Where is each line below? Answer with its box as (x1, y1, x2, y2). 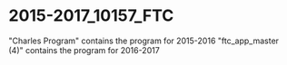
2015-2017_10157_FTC (8, 5, 174, 26)
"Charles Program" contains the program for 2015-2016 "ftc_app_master (8, 35, 279, 46)
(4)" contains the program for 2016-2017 (8, 44, 160, 55)
